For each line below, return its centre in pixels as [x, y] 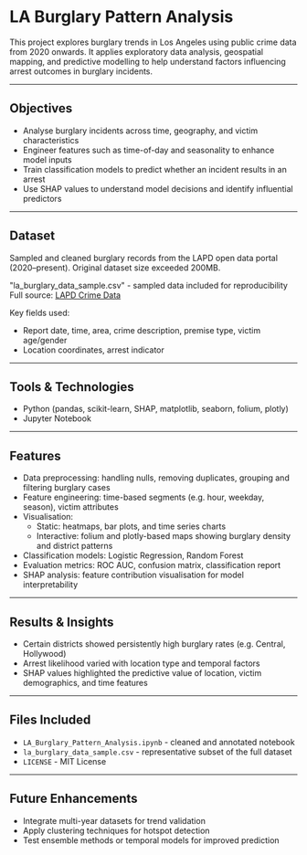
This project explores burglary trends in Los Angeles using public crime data [153, 42]
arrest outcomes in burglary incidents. [81, 71]
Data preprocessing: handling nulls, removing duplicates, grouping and [156, 478]
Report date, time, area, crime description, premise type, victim [142, 330]
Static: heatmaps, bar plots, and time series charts [131, 526]
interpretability [50, 585]
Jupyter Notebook [57, 418]
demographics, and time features [85, 683]
